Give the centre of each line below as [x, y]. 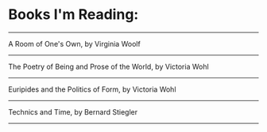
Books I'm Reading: [74, 15]
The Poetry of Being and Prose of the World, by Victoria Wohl [108, 66]
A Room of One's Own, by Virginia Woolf [74, 43]
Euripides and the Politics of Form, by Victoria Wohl [92, 89]
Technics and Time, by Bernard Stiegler [73, 111]
